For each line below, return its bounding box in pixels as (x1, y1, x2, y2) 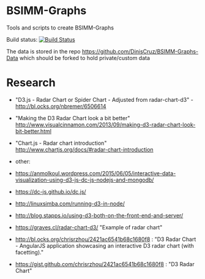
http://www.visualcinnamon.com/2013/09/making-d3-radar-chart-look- (15, 121, 196, 128)
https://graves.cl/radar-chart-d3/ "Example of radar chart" (15, 223, 163, 231)
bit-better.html (15, 127, 52, 135)
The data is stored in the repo (6, 47, 81, 55)
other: (15, 158, 31, 165)
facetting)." (15, 248, 44, 256)
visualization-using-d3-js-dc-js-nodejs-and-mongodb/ (15, 176, 154, 183)
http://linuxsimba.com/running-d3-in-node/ (15, 200, 125, 207)
